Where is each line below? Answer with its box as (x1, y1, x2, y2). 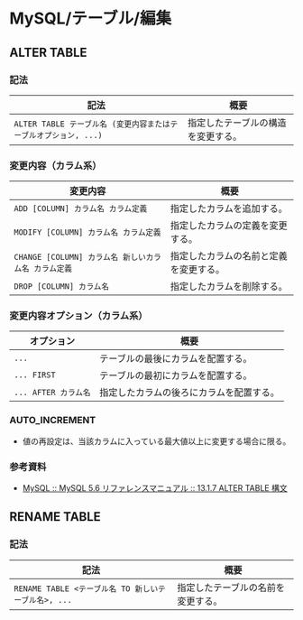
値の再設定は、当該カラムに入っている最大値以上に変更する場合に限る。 (22, 435, 291, 447)
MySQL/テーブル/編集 (9, 8, 172, 29)
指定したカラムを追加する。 (170, 202, 288, 215)
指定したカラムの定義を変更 (170, 219, 288, 232)
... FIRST (14, 370, 56, 380)
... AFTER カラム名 (14, 387, 91, 398)
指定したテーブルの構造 (188, 116, 287, 129)
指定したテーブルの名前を (177, 581, 286, 594)
